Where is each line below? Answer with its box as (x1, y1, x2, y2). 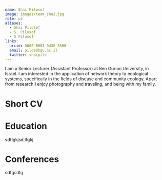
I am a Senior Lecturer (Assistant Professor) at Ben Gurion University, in (5, 66, 149, 72)
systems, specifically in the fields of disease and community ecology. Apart (5, 76, 157, 82)
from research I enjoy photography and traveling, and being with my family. (5, 81, 156, 87)
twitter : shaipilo (9, 52, 47, 57)
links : (5, 39, 19, 44)
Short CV (5, 98, 43, 109)
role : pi (5, 16, 23, 21)
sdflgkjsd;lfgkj (5, 137, 34, 143)
